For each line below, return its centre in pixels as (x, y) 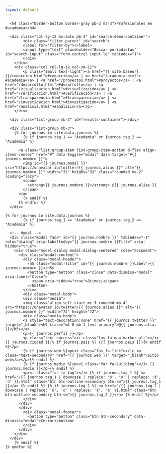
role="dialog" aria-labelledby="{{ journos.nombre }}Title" (69, 242)
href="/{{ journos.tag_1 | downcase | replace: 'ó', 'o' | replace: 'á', (83, 377)
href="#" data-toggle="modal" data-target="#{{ (86, 154)
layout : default (22, 10)
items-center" (20, 154)
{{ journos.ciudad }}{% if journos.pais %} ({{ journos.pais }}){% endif (83, 342)
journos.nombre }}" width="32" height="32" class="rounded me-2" (74, 172)
